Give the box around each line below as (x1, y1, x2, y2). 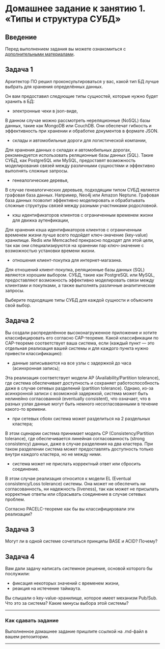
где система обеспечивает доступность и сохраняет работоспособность (5, 380, 160, 386)
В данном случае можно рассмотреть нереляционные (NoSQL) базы (5, 117, 151, 123)
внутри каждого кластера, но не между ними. (5, 451, 102, 457)
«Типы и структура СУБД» (5, 13, 121, 25)
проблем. (5, 496, 26, 502)
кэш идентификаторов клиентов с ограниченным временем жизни (12, 212, 153, 218)
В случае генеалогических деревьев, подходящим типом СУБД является (5, 187, 160, 193)
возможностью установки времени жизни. (5, 248, 96, 254)
